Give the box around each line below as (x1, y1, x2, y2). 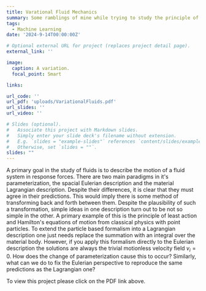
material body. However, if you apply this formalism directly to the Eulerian (6, 238, 194, 246)
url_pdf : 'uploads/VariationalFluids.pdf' (6, 99, 116, 105)
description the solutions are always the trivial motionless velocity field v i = (6, 244, 196, 253)
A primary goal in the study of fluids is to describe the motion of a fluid (6, 167, 185, 174)
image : (6, 59, 23, 66)
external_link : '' (6, 48, 53, 55)
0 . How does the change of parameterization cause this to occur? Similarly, (6, 252, 196, 260)
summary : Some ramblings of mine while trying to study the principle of (6, 15, 199, 21)
